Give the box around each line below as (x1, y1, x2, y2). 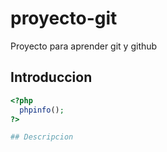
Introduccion (10, 69, 93, 86)
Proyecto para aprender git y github (10, 40, 158, 52)
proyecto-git (10, 7, 118, 30)
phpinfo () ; (19, 105, 65, 115)
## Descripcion (10, 132, 74, 142)
